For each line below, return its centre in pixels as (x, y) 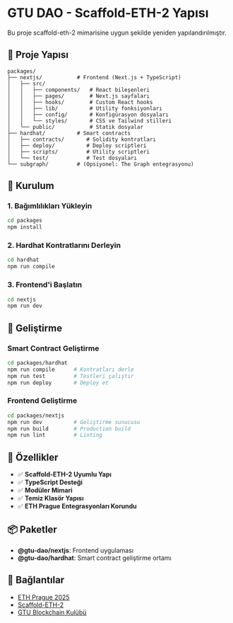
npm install (25, 227)
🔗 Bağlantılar (36, 580)
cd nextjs (22, 299)
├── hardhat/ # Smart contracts (69, 133)
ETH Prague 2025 (43, 597)
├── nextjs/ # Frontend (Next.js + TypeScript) (94, 77)
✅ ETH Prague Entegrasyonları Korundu (77, 506)
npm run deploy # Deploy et (58, 383)
